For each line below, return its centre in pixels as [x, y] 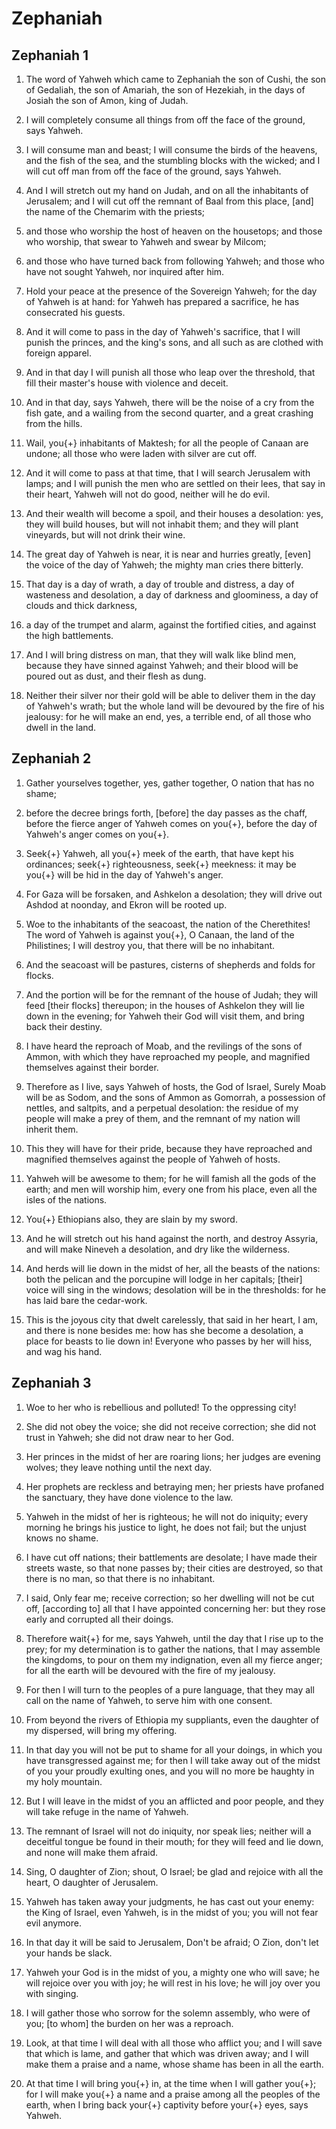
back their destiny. [64, 1026]
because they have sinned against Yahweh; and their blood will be [162, 665]
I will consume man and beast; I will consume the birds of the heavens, [171, 150]
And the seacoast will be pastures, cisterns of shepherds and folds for [170, 964]
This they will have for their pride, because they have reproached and [169, 1148]
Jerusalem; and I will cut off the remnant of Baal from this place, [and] [169, 201]
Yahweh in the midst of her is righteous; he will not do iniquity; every [167, 1516]
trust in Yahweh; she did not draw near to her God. [129, 1437]
